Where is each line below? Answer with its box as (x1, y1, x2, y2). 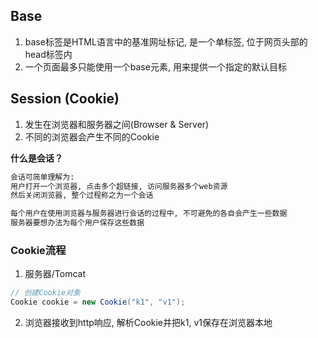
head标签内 (24, 48, 73, 60)
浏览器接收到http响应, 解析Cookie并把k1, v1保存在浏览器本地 (24, 317, 273, 329)
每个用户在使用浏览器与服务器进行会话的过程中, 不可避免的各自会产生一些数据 (10, 209, 288, 219)
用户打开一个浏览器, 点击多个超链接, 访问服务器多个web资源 (10, 181, 228, 191)
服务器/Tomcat (24, 268, 87, 280)
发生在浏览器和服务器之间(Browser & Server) (24, 118, 210, 130)
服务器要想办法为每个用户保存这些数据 (10, 218, 145, 228)
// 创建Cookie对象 (10, 288, 81, 298)
